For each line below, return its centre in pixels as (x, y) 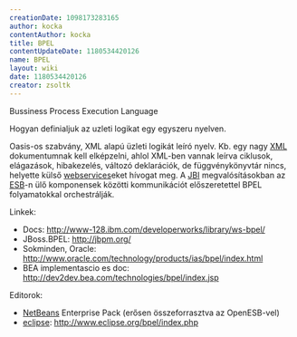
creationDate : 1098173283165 (64, 18)
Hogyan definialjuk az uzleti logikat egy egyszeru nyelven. (118, 129)
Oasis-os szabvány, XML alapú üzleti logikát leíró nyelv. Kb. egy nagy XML (148, 146)
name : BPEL (30, 60)
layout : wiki (34, 69)
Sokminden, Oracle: (59, 248)
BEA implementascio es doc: (76, 267)
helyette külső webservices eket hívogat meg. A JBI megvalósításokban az (148, 175)
